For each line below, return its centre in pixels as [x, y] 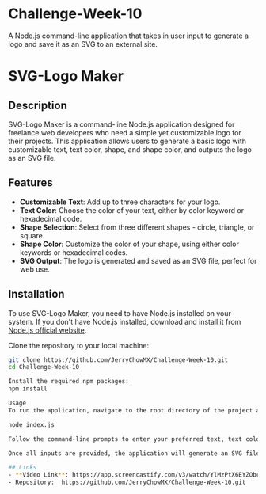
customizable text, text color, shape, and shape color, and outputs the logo [130, 149]
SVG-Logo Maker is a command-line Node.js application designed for [122, 124]
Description [38, 105]
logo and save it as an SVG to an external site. [83, 44]
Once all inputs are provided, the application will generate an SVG [125, 453]
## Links [23, 468]
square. [32, 235]
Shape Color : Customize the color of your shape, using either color [129, 244]
